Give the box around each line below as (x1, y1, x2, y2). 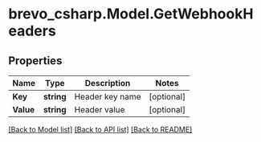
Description (84, 78, 131, 88)
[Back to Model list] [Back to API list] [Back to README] (8, 125, 193, 134)
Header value (74, 104, 125, 115)
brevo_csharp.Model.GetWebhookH (8, 5, 254, 23)
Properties (8, 54, 63, 67)
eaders (8, 22, 56, 40)
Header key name (74, 91, 141, 102)
